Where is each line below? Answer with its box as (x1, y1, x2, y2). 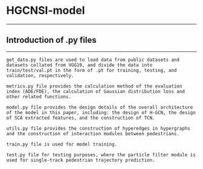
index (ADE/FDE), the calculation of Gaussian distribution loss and (6, 88, 185, 94)
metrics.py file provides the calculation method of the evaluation (6, 83, 182, 89)
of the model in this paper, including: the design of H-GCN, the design (6, 109, 196, 115)
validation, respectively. (6, 72, 74, 78)
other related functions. (6, 94, 71, 100)
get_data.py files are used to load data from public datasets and (6, 57, 180, 63)
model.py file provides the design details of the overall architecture (6, 104, 193, 110)
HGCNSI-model (6, 4, 85, 18)
